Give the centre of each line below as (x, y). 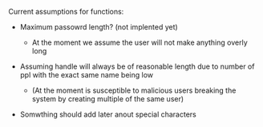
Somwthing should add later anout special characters (108, 114)
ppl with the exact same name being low (87, 75)
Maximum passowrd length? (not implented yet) (99, 27)
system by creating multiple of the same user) (108, 99)
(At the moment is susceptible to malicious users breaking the (134, 90)
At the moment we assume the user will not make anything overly (140, 42)
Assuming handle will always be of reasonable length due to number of (137, 66)
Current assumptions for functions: (66, 12)
